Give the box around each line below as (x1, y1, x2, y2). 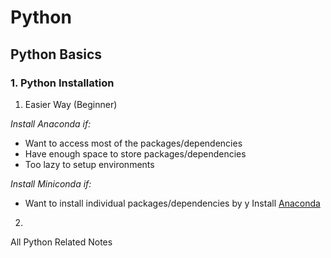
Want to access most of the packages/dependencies (24, 137, 243, 149)
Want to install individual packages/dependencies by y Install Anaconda (24, 197, 321, 209)
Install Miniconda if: (10, 177, 92, 190)
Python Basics (10, 46, 103, 63)
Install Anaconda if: (10, 117, 92, 130)
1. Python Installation (10, 76, 115, 90)
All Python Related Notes (10, 236, 113, 248)
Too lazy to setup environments (24, 158, 155, 170)
